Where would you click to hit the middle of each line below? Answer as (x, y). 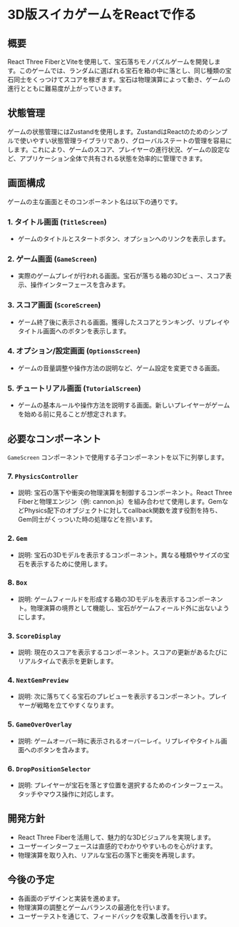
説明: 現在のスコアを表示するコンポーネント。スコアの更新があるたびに (123, 652)
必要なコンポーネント (54, 439)
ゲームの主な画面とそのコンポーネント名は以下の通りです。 (95, 201)
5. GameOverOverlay (40, 724)
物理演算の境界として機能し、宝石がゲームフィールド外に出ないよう (130, 608)
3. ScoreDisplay (34, 636)
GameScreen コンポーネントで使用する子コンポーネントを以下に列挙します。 (118, 457)
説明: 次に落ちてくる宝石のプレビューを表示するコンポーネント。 (113, 696)
